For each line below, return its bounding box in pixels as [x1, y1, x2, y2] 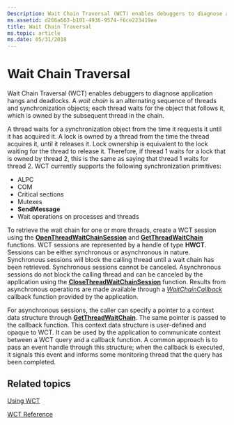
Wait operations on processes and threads [17, 212, 139, 221]
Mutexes [17, 198, 42, 206]
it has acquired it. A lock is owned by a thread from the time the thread [7, 132, 210, 141]
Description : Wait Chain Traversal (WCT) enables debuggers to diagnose [7, 10, 223, 17]
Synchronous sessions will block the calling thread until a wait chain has [7, 256, 214, 264]
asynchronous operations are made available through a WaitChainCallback [7, 285, 223, 293]
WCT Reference [7, 410, 54, 418]
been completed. [7, 358, 56, 366]
